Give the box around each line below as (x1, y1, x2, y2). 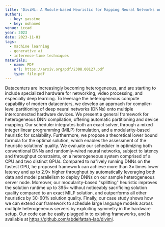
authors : (5, 12, 23, 17)
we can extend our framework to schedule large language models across (5, 200, 153, 206)
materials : (5, 58, 27, 63)
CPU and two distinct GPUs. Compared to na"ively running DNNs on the (5, 158, 151, 164)
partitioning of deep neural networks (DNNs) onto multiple (15, 106, 134, 112)
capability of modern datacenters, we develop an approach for (5, 101, 132, 107)
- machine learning (9, 44, 50, 49)
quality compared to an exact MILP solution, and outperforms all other (5, 189, 147, 195)
